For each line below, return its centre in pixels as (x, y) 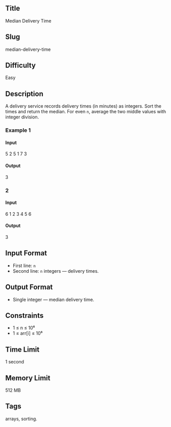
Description (24, 94)
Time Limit (22, 349)
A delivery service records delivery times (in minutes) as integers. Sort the (83, 106)
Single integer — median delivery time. (53, 299)
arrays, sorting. (21, 419)
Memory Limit (28, 378)
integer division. (22, 117)
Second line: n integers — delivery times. (56, 271)
